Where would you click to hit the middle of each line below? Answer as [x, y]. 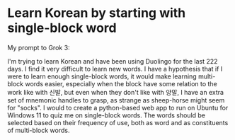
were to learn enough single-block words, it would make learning [102, 76]
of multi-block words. [39, 130]
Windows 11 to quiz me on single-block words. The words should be [107, 115]
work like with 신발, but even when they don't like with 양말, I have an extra [116, 92]
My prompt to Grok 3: [39, 47]
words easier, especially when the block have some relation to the [121, 83]
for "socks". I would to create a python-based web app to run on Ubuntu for [118, 107]
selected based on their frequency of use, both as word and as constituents [118, 122]
